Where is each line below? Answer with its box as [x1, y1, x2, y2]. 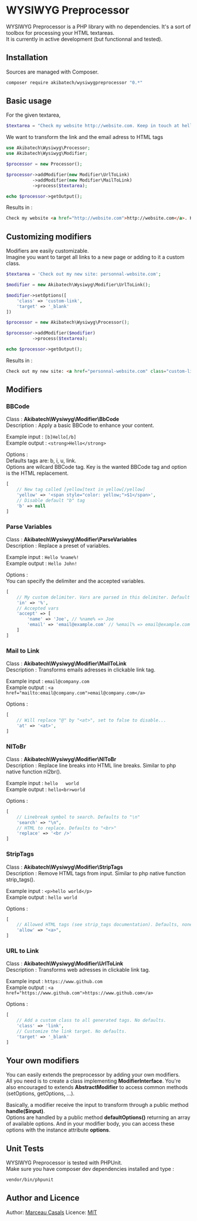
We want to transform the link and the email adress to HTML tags [6, 134, 164, 141]
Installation [6, 52, 48, 62]
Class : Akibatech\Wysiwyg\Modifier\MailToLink [6, 660, 127, 667]
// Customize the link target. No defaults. [16, 1028, 127, 1034]
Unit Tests [6, 1143, 44, 1153]
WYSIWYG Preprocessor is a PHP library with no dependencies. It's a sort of [6, 23, 191, 30]
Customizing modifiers [6, 231, 92, 241]
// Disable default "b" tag [16, 498, 85, 504]
